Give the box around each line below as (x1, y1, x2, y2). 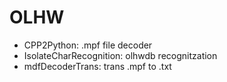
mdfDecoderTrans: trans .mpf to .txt (23, 60, 172, 72)
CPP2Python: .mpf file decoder (23, 39, 153, 51)
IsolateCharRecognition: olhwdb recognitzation (23, 49, 218, 61)
